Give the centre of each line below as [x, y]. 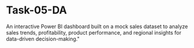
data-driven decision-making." [43, 39]
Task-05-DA [37, 10]
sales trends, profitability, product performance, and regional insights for [94, 32]
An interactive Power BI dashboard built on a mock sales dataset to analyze [97, 26]
